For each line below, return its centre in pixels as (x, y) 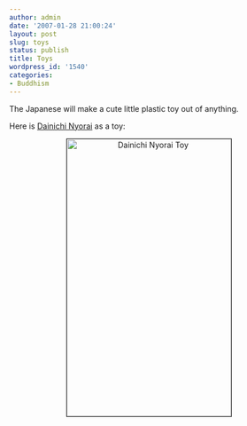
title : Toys (31, 59)
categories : (31, 75)
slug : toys (29, 42)
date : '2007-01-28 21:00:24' (63, 26)
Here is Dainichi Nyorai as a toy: (67, 126)
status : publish (39, 51)
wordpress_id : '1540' (49, 67)
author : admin (35, 17)
